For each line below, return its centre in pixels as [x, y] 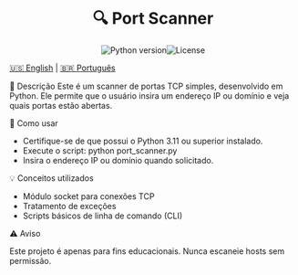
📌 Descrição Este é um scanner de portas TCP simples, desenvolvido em [146, 86]
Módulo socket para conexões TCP [88, 196]
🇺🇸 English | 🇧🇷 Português [62, 68]
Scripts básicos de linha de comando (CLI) [103, 216]
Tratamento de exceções [69, 206]
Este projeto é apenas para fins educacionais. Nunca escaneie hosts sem [147, 251]
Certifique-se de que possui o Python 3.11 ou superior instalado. [143, 141]
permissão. [31, 260]
